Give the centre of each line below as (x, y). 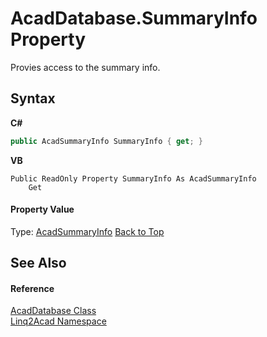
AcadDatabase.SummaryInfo (134, 18)
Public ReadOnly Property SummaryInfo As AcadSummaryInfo (133, 178)
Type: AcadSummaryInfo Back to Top (87, 231)
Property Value (42, 209)
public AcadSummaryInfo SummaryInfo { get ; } (106, 141)
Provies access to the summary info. (85, 67)
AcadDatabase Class (53, 311)
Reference (32, 288)
